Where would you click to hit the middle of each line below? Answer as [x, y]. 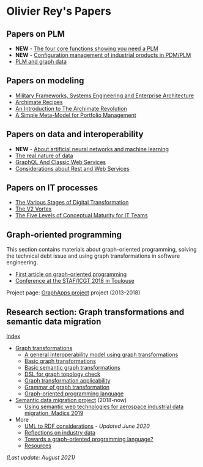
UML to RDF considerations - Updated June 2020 [87, 426]
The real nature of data [44, 155]
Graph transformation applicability [67, 381]
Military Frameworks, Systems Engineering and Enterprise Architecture [105, 95]
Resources [38, 446]
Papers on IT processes [52, 188]
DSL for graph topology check [62, 374]
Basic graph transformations [60, 361]
